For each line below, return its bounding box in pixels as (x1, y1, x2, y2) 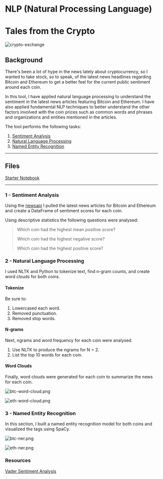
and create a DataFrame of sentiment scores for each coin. (5, 208, 123, 214)
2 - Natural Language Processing (5, 257, 84, 264)
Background (5, 56, 43, 64)
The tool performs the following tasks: (5, 123, 81, 129)
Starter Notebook (5, 175, 40, 181)
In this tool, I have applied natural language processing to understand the (5, 93, 151, 99)
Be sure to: (5, 295, 27, 302)
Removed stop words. (12, 315, 56, 321)
